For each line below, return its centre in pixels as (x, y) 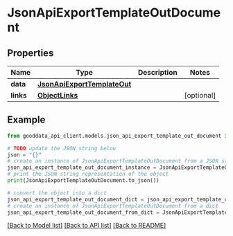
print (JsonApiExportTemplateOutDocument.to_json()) (83, 181)
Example (26, 120)
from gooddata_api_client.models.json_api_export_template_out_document (114, 136)
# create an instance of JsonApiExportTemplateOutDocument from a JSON (113, 161)
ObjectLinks (58, 95)
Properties (31, 53)
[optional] (200, 95)
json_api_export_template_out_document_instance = (82, 167)
